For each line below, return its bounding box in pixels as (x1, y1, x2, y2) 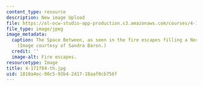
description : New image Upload (6, 15, 85, 21)
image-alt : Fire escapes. (11, 54, 77, 60)
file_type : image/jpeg (6, 25, 63, 32)
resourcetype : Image (6, 59, 59, 65)
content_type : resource (6, 8, 66, 15)
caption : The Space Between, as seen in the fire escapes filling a (11, 37, 188, 43)
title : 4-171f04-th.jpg (6, 65, 66, 71)
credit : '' (11, 48, 39, 55)
